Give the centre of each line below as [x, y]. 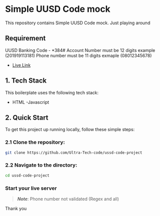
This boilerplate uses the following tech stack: [52, 92]
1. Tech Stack [26, 81]
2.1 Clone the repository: [35, 142]
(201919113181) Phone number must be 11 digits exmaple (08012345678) [79, 55]
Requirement [25, 38]
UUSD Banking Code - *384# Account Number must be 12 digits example [80, 50]
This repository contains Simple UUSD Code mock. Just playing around [78, 23]
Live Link [21, 65]
